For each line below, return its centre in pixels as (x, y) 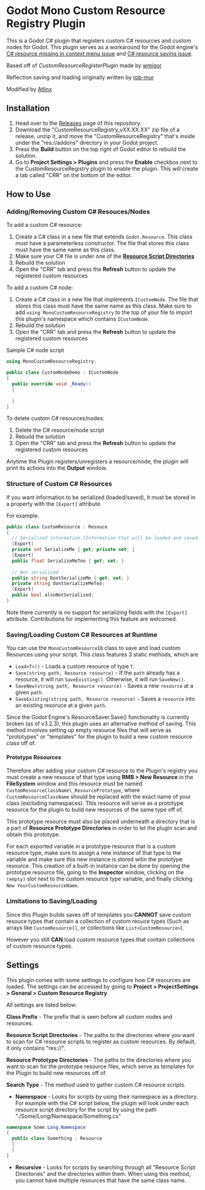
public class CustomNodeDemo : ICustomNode (63, 373)
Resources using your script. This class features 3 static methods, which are (102, 654)
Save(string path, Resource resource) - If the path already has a (97, 673)
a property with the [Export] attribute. (54, 504)
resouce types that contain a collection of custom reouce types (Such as (98, 921)
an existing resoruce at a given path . (61, 705)
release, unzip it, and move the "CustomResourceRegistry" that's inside (105, 136)
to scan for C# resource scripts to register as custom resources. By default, (101, 1041)
